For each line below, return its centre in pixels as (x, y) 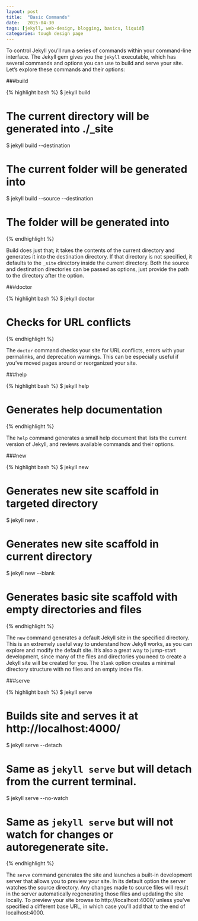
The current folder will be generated (97, 169)
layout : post (22, 12)
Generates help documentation (84, 410)
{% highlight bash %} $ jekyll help (48, 385)
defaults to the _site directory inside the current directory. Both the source (98, 263)
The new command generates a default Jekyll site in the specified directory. (98, 638)
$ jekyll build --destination (38, 145)
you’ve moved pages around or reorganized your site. (72, 363)
